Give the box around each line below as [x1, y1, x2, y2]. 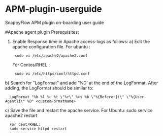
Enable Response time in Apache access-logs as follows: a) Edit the [12, 38, 150, 45]
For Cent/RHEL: [9, 122, 41, 127]
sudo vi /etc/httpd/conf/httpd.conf [14, 71, 90, 76]
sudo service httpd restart [9, 126, 67, 131]
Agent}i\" [5, 99, 26, 104]
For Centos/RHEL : [12, 62, 50, 68]
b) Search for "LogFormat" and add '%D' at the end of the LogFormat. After [5, 80, 159, 86]
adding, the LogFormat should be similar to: [5, 85, 94, 91]
